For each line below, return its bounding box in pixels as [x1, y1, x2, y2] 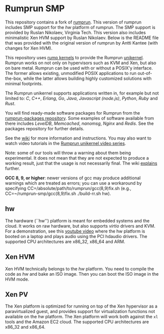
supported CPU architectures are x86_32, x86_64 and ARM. [5, 239, 125, 244]
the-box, [5, 75, 23, 81]
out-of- [137, 70, 152, 76]
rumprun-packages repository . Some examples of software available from [5, 115, 154, 121]
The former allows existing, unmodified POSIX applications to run [5, 70, 137, 76]
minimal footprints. [5, 80, 43, 86]
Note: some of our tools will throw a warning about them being [5, 150, 131, 156]
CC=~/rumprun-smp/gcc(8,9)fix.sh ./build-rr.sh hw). [5, 191, 111, 196]
